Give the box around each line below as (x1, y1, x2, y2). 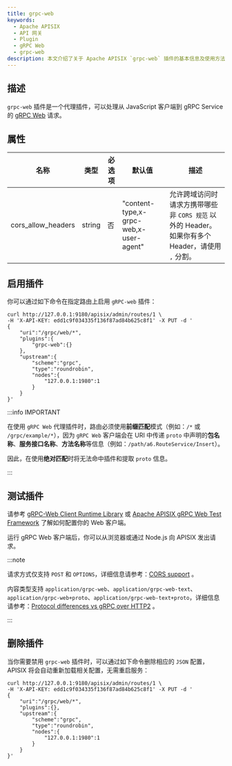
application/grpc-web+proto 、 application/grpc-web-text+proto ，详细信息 (7, 594, 220, 601)
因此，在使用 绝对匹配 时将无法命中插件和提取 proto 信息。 (7, 454, 171, 463)
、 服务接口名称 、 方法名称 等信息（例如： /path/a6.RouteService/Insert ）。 (13, 440, 224, 448)
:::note (7, 555, 26, 564)
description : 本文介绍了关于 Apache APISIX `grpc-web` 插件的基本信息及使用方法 (7, 55, 226, 62)
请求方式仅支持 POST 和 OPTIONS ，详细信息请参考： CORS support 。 (7, 570, 198, 578)
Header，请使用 (168, 242, 222, 251)
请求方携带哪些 (168, 200, 218, 210)
